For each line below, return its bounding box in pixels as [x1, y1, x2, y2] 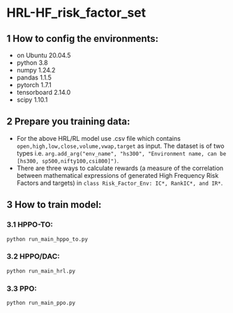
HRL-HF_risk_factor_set [6, 5, 146, 21]
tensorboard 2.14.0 [16, 89, 71, 96]
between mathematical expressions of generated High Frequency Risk [16, 171, 219, 179]
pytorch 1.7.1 [16, 81, 52, 89]
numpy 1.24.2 [16, 66, 56, 74]
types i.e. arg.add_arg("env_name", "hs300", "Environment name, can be [16, 148, 227, 158]
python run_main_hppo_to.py [6, 236, 89, 243]
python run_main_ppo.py [6, 300, 76, 307]
